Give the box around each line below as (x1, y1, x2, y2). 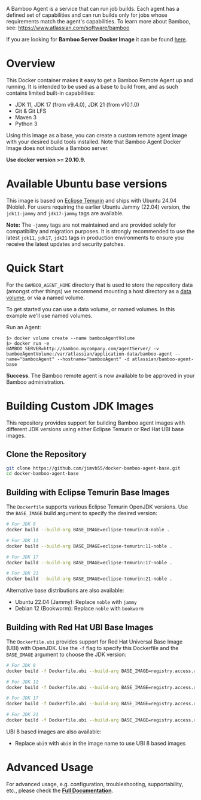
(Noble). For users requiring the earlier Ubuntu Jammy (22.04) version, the (6, 203, 190, 210)
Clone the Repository (6, 449, 87, 459)
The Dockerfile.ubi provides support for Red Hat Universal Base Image (6, 638, 183, 645)
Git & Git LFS (14, 107, 47, 115)
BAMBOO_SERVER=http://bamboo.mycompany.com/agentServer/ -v (6, 345, 160, 351)
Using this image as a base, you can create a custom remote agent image (6, 131, 187, 139)
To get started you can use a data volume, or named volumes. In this (6, 305, 175, 312)
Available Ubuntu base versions (6, 177, 167, 191)
